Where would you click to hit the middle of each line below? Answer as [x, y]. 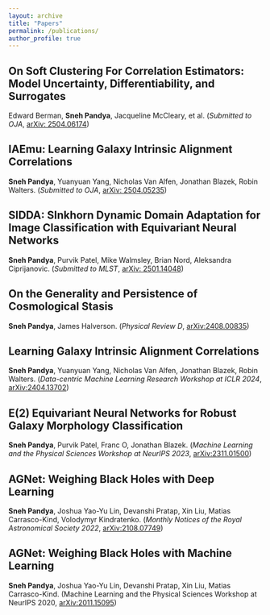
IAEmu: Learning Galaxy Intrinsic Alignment [120, 150]
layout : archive [35, 16]
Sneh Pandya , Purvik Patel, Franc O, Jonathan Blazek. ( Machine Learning [131, 445]
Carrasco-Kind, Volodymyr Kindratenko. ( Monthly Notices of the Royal [125, 519]
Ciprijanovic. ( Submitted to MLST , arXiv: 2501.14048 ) [96, 268]
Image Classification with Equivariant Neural [123, 228]
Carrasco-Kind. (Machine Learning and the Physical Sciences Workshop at [133, 594]
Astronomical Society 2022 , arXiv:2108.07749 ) [86, 528]
